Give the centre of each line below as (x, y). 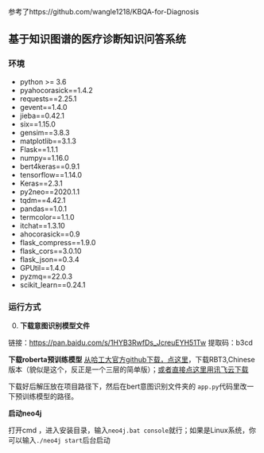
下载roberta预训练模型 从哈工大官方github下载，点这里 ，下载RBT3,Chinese (132, 359)
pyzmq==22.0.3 (46, 276)
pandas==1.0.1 (43, 209)
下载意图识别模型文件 (54, 326)
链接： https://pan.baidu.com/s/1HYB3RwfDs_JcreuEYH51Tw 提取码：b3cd (130, 342)
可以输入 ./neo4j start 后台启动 (60, 439)
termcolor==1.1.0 (47, 217)
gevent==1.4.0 (43, 107)
